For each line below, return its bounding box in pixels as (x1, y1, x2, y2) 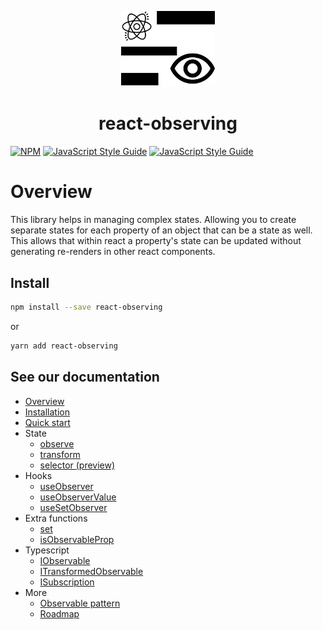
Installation (24, 406, 71, 418)
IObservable (39, 554, 91, 566)
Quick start (24, 416, 71, 428)
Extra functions (24, 512, 88, 524)
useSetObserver (39, 501, 108, 513)
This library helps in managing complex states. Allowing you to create (10, 214, 297, 226)
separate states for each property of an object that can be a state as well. (10, 224, 313, 236)
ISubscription (39, 576, 95, 588)
